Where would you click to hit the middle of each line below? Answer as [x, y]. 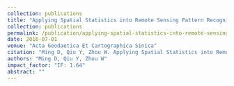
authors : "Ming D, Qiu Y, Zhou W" [57, 59]
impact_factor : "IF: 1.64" [46, 65]
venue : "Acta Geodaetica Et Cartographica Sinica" [82, 46]
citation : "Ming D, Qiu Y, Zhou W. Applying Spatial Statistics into [110, 53]
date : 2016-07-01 [32, 40]
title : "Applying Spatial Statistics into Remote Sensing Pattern [106, 20]
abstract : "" [26, 71]
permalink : [23, 33]
